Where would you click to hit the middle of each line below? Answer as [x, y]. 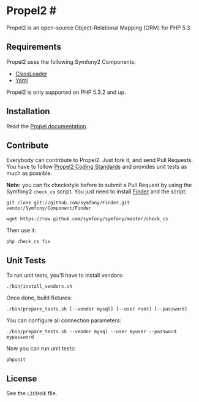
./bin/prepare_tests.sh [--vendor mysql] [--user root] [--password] [97, 309]
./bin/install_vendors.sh [39, 287]
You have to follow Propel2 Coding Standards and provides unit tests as [97, 167]
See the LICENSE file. [32, 393]
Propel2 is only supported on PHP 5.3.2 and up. [66, 92]
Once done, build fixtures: [39, 298]
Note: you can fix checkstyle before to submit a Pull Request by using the [99, 185]
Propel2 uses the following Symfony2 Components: [71, 61]
